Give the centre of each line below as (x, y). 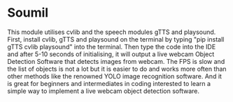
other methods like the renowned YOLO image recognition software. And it (115, 76)
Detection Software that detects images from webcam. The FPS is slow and (116, 61)
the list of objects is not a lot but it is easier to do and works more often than (117, 69)
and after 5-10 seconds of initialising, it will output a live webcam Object (111, 54)
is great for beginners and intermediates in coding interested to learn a (109, 83)
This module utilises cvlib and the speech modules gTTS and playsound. (112, 32)
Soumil (28, 13)
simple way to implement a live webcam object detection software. (103, 91)
